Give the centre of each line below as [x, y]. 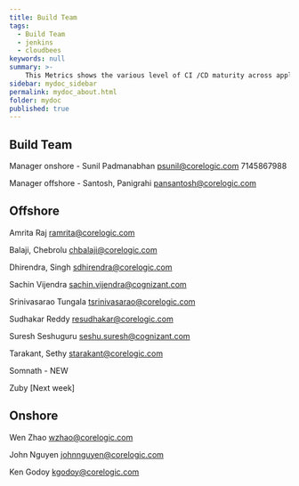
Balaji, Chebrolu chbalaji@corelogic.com [83, 249]
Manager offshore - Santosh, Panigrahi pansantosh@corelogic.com [133, 183]
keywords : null [37, 59]
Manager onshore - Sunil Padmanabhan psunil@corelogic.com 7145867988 [148, 166]
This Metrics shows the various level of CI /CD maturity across [149, 76]
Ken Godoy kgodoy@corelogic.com [74, 472]
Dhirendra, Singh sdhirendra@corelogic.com [91, 267]
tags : [19, 26]
